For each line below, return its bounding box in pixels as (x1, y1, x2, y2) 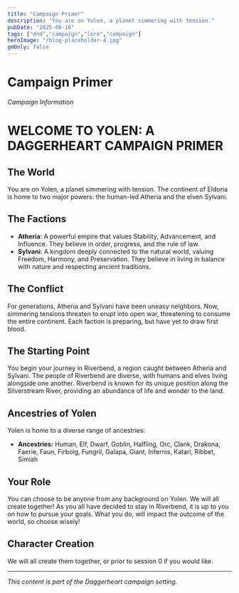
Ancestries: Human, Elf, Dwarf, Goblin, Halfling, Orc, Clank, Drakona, (17, 440, 221, 448)
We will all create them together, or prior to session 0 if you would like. (7, 557, 213, 565)
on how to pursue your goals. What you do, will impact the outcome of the (7, 510, 225, 518)
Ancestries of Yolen (7, 407, 97, 419)
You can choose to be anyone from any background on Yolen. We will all (7, 495, 219, 503)
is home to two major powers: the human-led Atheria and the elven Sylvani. (7, 192, 228, 201)
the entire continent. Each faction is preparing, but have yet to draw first (7, 317, 218, 325)
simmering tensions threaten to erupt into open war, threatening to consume (7, 309, 231, 318)
